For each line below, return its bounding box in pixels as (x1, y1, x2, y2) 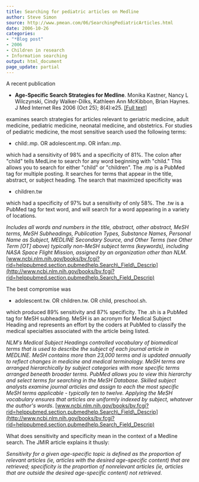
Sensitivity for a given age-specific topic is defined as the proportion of (6, 451, 181, 458)
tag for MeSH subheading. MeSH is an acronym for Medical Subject (6, 315, 172, 322)
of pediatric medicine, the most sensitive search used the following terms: (6, 128, 187, 135)
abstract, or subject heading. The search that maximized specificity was (6, 176, 182, 184)
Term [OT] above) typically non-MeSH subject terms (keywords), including (6, 243, 189, 250)
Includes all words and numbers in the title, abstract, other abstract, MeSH (6, 224, 189, 231)
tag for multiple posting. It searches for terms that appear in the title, (6, 170, 173, 177)
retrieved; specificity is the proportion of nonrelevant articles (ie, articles (6, 463, 184, 470)
